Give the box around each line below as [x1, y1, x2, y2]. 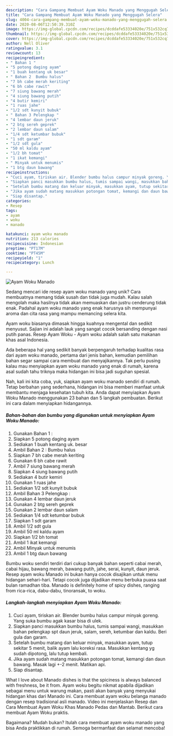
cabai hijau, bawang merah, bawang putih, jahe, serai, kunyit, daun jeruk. [6, 566, 161, 572]
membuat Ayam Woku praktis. [6, 709, 69, 716]
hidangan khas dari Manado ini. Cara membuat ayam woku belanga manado [6, 693, 166, 700]
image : [6, 27, 20, 32]
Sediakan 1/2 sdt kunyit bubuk [13, 485, 78, 491]
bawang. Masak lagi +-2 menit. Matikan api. [13, 662, 106, 668]
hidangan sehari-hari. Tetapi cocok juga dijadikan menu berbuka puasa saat [6, 577, 166, 583]
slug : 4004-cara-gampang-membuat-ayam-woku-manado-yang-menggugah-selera [6, 17, 167, 22]
